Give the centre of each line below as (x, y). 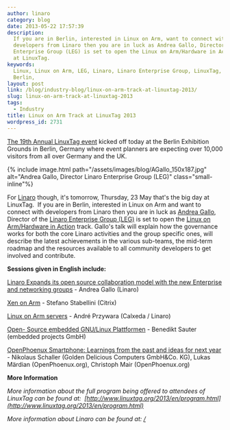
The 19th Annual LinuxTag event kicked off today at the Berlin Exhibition (108, 141)
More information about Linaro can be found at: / (76, 418)
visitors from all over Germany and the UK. (67, 156)
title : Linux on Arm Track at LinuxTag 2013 (72, 115)
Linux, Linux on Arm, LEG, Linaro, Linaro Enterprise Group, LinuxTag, (118, 71)
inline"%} (20, 184)
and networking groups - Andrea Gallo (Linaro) (73, 289)
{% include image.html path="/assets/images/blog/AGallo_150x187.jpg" (107, 169)
